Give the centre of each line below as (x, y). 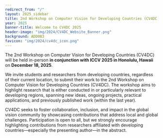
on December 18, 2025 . (29, 65)
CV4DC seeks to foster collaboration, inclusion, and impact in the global (77, 109)
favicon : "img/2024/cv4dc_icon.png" (42, 41)
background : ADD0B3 (25, 37)
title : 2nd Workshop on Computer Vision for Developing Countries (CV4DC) (82, 18)
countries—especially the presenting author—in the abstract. (66, 130)
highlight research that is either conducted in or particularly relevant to (76, 90)
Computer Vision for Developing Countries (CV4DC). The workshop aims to (81, 85)
